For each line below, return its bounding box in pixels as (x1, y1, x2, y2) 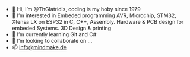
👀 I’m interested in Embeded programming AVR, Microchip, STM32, (11, 12, 176, 19)
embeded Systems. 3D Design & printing (11, 24, 112, 31)
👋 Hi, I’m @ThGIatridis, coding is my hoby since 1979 (11, 6, 141, 12)
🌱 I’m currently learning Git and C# (11, 31, 97, 38)
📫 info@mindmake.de (11, 44, 67, 50)
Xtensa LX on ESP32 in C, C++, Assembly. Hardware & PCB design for (11, 18, 184, 25)
